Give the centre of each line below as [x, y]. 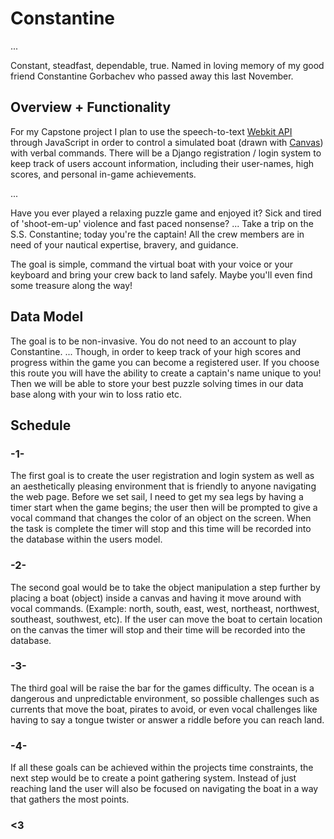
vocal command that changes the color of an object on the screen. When [161, 518]
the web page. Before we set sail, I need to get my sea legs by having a [157, 497]
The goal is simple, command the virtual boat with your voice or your [152, 264]
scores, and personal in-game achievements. [103, 174]
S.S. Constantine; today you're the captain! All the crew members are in [157, 234]
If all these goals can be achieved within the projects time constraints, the [162, 768]
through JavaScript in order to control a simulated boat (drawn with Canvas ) [167, 142]
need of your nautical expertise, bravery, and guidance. [124, 244]
